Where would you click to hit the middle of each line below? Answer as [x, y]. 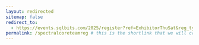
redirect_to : [22, 22]
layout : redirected [30, 11]
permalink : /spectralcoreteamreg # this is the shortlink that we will [96, 33]
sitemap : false [24, 17]
